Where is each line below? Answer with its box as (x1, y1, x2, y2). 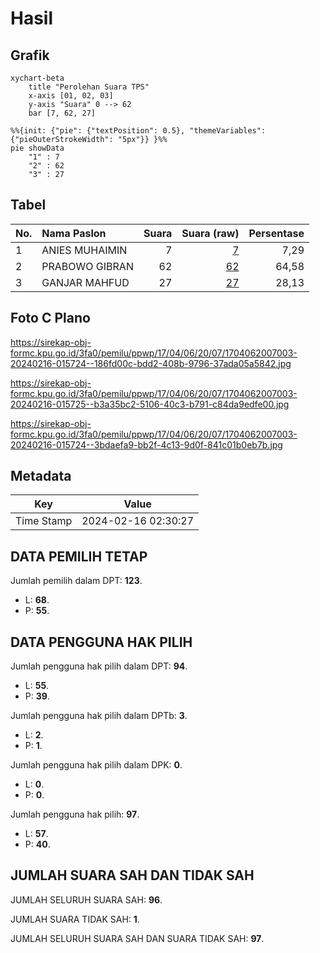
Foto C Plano (10, 310, 91, 327)
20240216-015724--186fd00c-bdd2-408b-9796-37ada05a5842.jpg (10, 357, 292, 369)
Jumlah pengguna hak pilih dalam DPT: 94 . (10, 660, 188, 672)
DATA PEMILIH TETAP (10, 548, 148, 565)
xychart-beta (10, 73, 65, 83)
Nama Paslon (41, 226, 107, 240)
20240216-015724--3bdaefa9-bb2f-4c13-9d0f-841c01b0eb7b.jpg (10, 438, 283, 451)
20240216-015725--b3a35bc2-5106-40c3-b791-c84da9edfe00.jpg (10, 398, 290, 410)
